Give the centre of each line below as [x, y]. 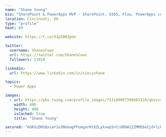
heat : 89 [14, 28]
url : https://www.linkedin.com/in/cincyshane [57, 73]
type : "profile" [22, 23]
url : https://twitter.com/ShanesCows [48, 55]
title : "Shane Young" [36, 118]
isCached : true [30, 114]
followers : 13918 [27, 60]
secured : [14, 127]
